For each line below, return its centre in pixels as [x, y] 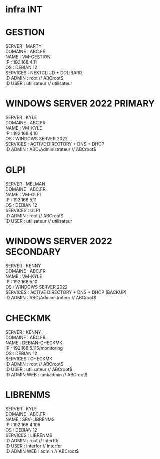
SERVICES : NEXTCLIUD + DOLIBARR [44, 73]
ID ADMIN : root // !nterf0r [32, 440]
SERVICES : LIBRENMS [29, 435]
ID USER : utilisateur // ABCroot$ [39, 369]
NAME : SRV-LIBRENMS [30, 419]
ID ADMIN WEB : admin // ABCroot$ [42, 451]
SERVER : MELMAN [25, 184]
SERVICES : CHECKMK [29, 358]
